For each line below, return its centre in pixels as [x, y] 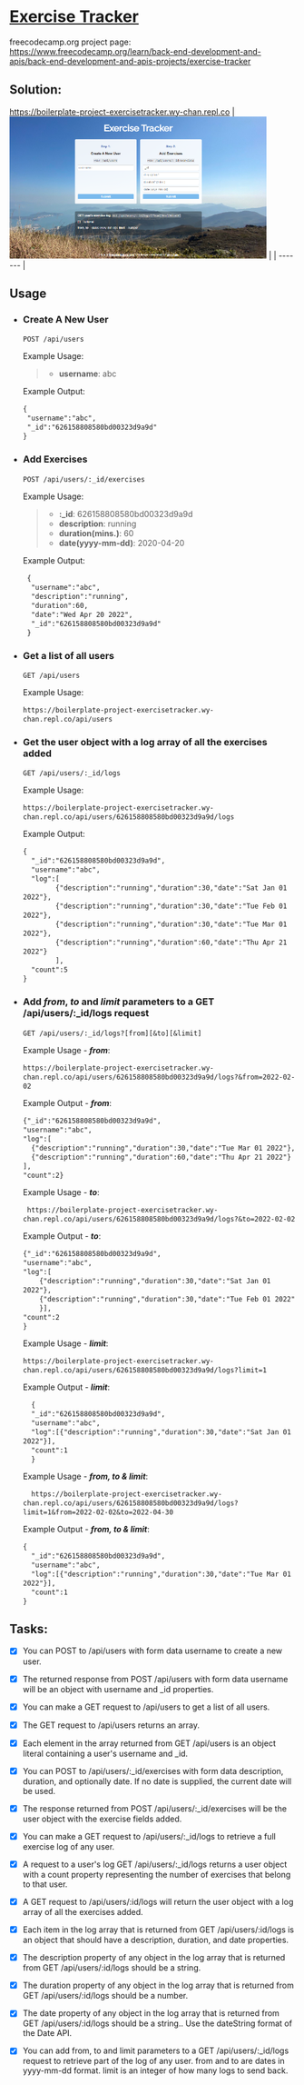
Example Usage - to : [61, 1192]
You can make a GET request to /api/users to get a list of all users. [146, 1707]
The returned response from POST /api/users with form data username [155, 1679]
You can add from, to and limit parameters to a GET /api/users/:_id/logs [156, 2050]
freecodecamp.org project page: [70, 42]
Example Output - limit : [66, 1387]
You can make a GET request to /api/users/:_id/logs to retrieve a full [149, 1836]
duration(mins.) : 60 [96, 533]
